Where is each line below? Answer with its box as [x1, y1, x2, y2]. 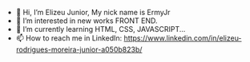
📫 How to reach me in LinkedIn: [15, 33, 123, 43]
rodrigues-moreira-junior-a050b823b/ [15, 45, 143, 54]
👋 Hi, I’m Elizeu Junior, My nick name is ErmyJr [15, 8, 171, 17]
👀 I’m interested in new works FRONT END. [15, 16, 158, 25]
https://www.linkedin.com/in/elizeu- [123, 33, 242, 43]
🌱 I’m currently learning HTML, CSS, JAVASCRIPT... [15, 25, 186, 33]
